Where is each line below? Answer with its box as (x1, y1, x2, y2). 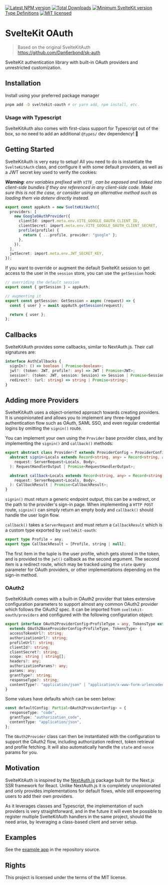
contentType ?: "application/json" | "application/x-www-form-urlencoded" (9, 682, 166, 687)
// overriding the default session (5, 280, 79, 285)
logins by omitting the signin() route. (5, 425, 82, 431)
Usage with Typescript (5, 114, 61, 121)
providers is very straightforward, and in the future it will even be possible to (5, 808, 162, 814)
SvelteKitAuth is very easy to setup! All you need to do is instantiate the (5, 158, 152, 164)
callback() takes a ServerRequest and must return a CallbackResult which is (5, 522, 162, 528)
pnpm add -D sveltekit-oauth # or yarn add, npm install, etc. (5, 102, 140, 107)
